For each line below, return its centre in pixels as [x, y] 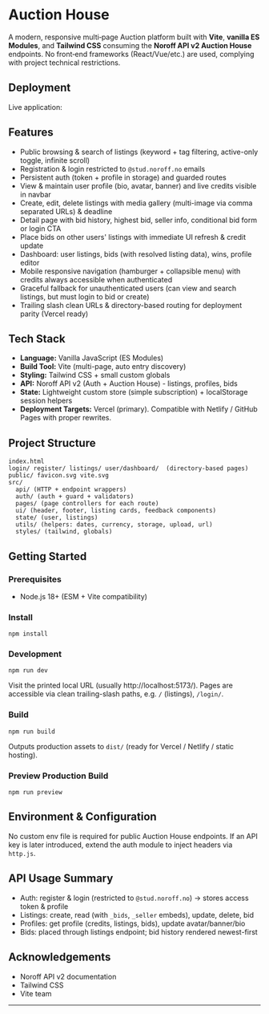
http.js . [22, 853]
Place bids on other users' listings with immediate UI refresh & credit [133, 237]
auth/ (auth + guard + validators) [75, 497]
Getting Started [48, 556]
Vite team [36, 993]
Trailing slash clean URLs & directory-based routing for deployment [131, 305]
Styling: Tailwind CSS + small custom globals [95, 375]
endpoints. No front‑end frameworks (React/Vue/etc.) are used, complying [131, 54]
